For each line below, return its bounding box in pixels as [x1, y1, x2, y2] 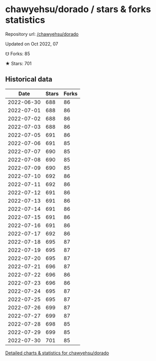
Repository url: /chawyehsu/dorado [5, 31, 79, 37]
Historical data [5, 75, 53, 84]
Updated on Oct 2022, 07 [5, 40, 59, 47]
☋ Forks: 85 [5, 51, 30, 57]
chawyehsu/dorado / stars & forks [5, 4, 151, 15]
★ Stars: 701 [5, 60, 32, 66]
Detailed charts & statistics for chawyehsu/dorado [5, 350, 110, 356]
